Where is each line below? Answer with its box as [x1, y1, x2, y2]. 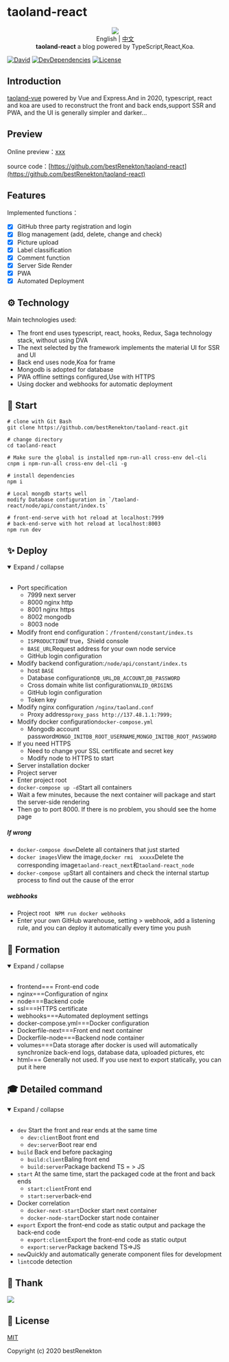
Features [7, 190, 46, 201]
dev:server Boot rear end [27, 1140, 97, 1148]
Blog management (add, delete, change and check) [16, 230, 162, 238]
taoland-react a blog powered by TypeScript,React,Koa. [35, 42, 195, 50]
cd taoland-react [7, 442, 57, 449]
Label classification [16, 245, 72, 254]
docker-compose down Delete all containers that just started [16, 846, 180, 854]
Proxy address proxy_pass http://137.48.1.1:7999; [27, 711, 173, 719]
